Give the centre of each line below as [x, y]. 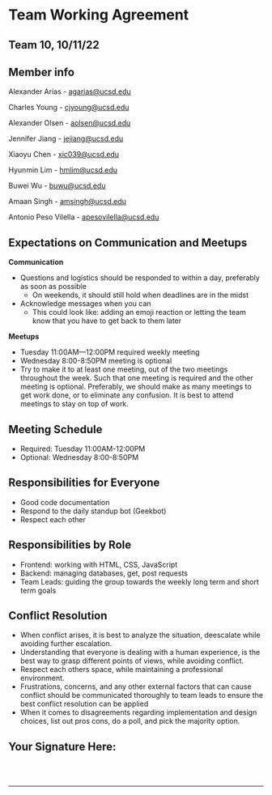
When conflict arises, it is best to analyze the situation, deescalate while [140, 635]
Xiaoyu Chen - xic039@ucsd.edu [64, 155]
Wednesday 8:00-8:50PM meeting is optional [96, 361]
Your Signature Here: [62, 746]
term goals [38, 590]
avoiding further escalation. [66, 644]
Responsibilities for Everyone [84, 483]
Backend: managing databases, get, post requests [104, 573]
